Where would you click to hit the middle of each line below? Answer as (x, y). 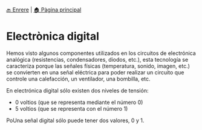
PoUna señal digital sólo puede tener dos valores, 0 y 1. (75, 120)
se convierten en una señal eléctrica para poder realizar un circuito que (95, 72)
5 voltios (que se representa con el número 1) (71, 108)
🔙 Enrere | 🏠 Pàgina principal (44, 10)
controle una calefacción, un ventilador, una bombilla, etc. (78, 79)
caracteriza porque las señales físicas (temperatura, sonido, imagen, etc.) (98, 66)
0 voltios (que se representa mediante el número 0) (79, 102)
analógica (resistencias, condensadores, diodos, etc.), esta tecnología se (97, 59)
